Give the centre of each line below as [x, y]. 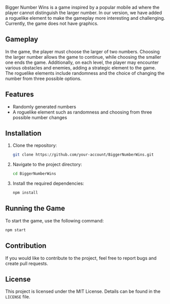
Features [20, 94]
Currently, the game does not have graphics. [52, 23]
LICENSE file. [18, 297]
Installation [23, 134]
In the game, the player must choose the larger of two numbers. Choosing [82, 51]
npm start [16, 230]
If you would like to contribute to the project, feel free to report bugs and [81, 258]
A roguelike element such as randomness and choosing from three [82, 112]
